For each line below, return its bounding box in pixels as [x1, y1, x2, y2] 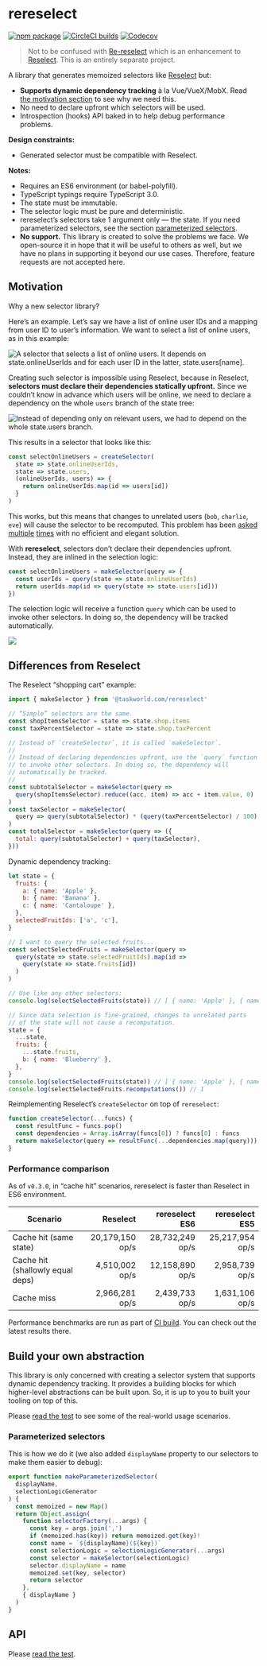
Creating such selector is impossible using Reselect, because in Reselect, [8, 373, 250, 382]
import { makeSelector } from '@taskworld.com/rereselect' [8, 695, 208, 703]
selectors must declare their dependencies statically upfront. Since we [8, 381, 248, 390]
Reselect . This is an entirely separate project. [27, 55, 176, 64]
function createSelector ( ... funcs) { [8, 1114, 133, 1123]
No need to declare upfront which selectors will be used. [19, 103, 206, 112]
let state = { [8, 872, 56, 880]
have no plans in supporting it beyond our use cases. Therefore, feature [19, 248, 256, 258]
